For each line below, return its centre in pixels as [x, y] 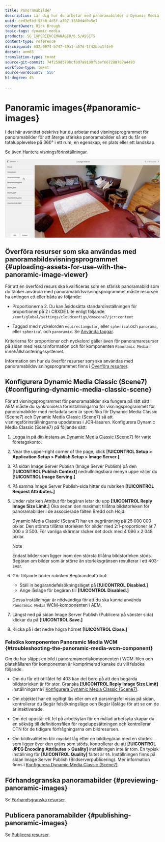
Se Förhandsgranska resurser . [36, 800]
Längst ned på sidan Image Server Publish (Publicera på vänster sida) [83, 615]
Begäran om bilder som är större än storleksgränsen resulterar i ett [80, 561]
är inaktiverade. [28, 709]
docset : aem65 [20, 52]
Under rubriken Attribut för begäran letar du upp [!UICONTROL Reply [82, 501]
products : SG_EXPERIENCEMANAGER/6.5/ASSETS [50, 36]
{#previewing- [136, 780]
